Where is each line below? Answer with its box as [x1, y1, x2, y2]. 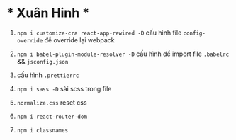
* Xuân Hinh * [6, 5, 90, 21]
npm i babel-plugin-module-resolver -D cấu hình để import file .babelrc [16, 49, 230, 58]
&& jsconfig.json [16, 57, 69, 65]
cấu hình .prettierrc [16, 71, 79, 79]
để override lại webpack [44, 35, 115, 44]
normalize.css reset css [16, 98, 87, 107]
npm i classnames [16, 127, 69, 134]
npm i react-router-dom [16, 113, 88, 120]
